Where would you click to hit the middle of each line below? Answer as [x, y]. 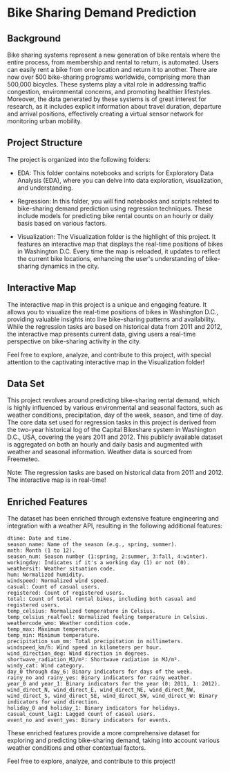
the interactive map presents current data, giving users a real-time [102, 334]
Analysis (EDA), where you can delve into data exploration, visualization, [120, 180]
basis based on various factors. [62, 223]
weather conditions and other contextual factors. [77, 748]
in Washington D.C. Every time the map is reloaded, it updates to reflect [119, 251]
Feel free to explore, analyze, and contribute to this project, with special [109, 354]
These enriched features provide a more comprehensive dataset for [104, 733]
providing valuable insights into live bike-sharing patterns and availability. [112, 319]
